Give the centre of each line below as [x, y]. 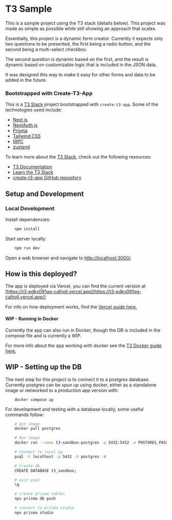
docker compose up [34, 400]
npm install [27, 229]
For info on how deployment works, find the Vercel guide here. [71, 307]
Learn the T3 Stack [33, 172]
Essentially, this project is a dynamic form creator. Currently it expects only [84, 38]
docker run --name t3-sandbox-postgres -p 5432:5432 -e [76, 443]
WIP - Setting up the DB [44, 367]
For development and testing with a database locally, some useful [74, 409]
